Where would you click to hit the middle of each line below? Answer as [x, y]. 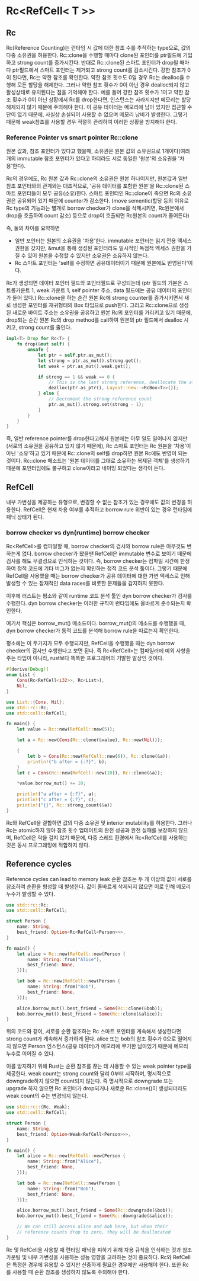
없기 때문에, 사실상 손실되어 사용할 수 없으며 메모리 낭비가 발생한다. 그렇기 [102, 114]
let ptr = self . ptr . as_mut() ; [75, 355]
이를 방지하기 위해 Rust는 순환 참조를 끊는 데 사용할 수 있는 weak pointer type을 [99, 1066]
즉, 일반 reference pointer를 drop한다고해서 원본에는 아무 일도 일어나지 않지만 [97, 438]
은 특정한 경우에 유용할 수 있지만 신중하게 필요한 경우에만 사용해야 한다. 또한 [94, 1264]
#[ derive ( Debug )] [28, 670]
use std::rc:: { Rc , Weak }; [38, 1107]
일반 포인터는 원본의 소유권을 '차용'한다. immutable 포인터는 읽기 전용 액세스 [103, 241]
